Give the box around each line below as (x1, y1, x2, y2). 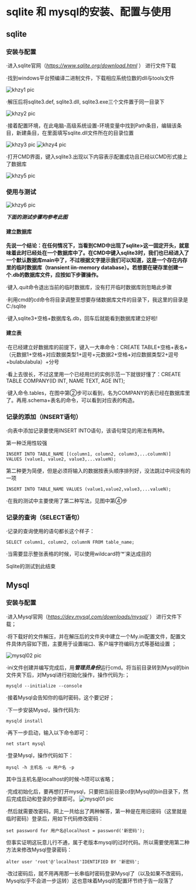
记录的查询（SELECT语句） (6, 513, 84, 521)
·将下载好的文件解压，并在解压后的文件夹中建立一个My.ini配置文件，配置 (6, 633, 181, 640)
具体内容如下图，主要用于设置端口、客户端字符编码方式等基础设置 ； (11, 640, 177, 647)
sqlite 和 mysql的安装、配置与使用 (6, 5, 171, 19)
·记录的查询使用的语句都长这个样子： (6, 528, 95, 535)
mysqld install (6, 718, 43, 724)
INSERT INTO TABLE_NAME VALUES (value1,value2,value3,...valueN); (6, 486, 171, 492)
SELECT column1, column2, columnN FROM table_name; (6, 540, 135, 545)
